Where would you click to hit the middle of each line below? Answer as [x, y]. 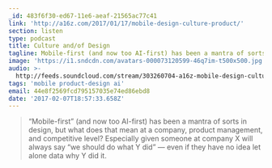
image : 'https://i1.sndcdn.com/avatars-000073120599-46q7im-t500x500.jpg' [137, 61]
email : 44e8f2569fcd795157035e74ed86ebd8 [79, 91]
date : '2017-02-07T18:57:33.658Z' [67, 99]
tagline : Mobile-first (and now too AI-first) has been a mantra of [126, 53]
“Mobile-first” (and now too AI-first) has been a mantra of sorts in [137, 121]
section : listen [36, 31]
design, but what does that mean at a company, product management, [145, 130]
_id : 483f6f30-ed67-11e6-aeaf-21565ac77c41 [83, 16]
